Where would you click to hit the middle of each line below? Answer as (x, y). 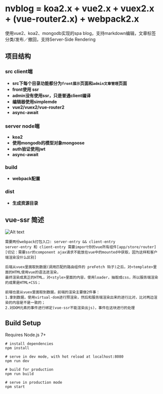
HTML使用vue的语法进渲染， (36, 272)
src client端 (19, 72)
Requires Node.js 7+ (26, 335)
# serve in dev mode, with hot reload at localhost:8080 (64, 357)
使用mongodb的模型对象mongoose (48, 142)
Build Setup (23, 323)
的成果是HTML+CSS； (23, 283)
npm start (15, 387)
